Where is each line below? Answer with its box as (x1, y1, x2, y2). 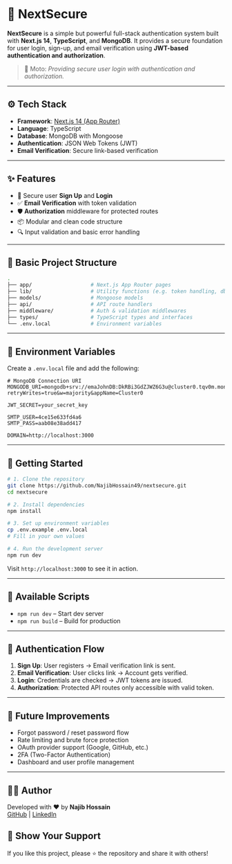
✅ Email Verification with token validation (17, 199, 137, 207)
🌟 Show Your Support (7, 830, 101, 842)
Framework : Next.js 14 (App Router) (17, 117, 121, 125)
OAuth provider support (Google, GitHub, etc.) (17, 744, 148, 752)
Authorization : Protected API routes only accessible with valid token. (17, 683, 214, 692)
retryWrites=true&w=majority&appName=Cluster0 (7, 390, 144, 397)
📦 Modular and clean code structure (17, 217, 123, 226)
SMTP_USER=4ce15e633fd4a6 (7, 414, 81, 421)
